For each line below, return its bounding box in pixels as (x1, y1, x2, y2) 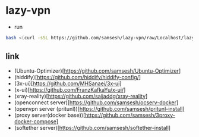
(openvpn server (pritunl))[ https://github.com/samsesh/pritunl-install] (14, 105, 185, 112)
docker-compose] (14, 117, 59, 125)
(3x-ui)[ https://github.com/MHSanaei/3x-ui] (14, 80, 122, 87)
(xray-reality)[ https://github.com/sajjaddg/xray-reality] (14, 92, 148, 99)
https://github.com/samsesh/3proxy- (85, 111, 176, 119)
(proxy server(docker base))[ (14, 111, 86, 119)
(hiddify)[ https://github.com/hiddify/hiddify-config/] (14, 73, 141, 80)
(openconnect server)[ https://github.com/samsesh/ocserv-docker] (14, 99, 179, 106)
